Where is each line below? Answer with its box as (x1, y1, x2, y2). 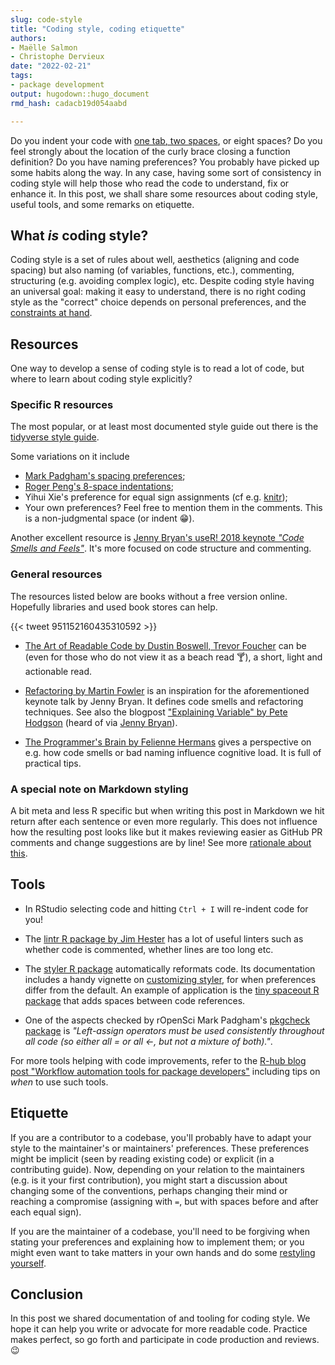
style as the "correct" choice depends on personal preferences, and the (10, 296, 307, 308)
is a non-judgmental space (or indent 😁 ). (24, 512, 195, 525)
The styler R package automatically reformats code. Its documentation (24, 962, 316, 975)
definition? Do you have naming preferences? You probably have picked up (10, 156, 320, 168)
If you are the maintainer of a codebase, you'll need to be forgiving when (10, 1225, 311, 1237)
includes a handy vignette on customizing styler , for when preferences (24, 973, 317, 985)
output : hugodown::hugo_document (10, 89, 150, 99)
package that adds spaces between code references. (24, 994, 246, 1006)
